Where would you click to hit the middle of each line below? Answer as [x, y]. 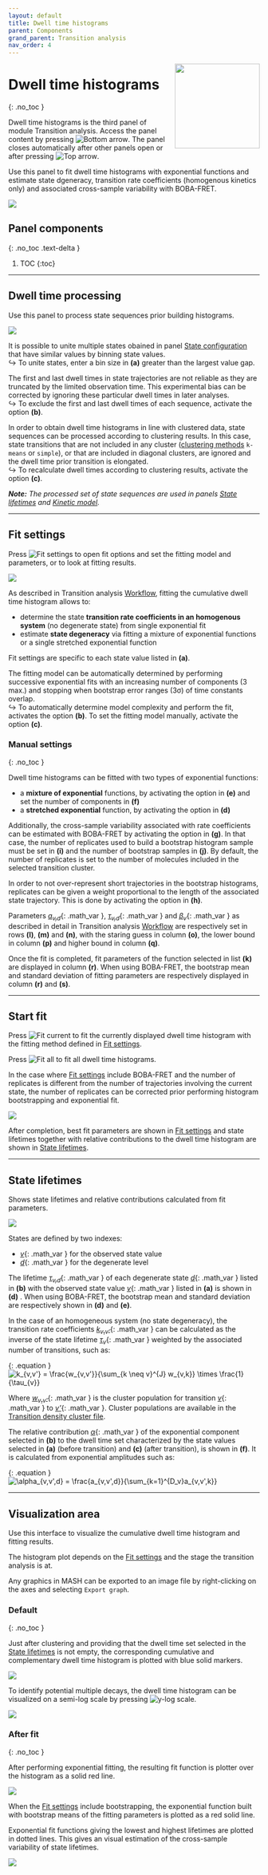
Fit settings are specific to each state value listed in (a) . [99, 657]
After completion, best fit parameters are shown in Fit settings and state [126, 1131]
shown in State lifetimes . [49, 1148]
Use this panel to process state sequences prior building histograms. [121, 315]
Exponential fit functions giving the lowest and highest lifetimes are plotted [131, 1830]
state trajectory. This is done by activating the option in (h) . [106, 900]
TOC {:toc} [37, 263]
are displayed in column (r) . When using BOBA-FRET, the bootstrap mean [129, 967]
